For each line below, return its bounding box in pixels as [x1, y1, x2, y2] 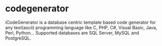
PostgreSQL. [5, 35, 32, 41]
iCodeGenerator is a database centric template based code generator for [5, 19, 156, 25]
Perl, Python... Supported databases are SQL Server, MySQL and [5, 30, 139, 36]
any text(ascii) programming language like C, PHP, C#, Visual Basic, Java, [5, 24, 157, 30]
